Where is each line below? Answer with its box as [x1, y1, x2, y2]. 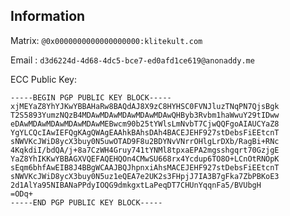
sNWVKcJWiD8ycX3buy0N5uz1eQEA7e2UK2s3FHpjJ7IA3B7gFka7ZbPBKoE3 [10, 171, 280, 181]
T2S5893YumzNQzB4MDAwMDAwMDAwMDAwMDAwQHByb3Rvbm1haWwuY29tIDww [10, 110, 280, 120]
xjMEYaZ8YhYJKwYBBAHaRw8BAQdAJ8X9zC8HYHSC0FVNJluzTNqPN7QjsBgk [10, 101, 280, 111]
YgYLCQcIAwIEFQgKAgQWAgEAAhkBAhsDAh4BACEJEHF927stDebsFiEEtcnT [10, 127, 280, 138]
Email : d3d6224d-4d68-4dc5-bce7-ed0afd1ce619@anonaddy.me [10, 54, 255, 66]
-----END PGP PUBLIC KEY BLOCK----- [10, 197, 163, 208]
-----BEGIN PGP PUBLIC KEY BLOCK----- [10, 92, 172, 103]
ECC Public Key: [10, 73, 77, 85]
